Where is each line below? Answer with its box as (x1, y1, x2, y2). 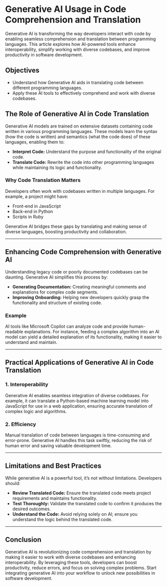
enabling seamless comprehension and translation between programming (5, 36, 156, 42)
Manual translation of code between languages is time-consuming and (5, 432, 150, 438)
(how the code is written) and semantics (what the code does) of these (5, 134, 151, 140)
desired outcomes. (12, 506, 51, 512)
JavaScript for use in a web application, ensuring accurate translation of (5, 403, 153, 409)
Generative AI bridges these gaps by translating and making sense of (5, 223, 147, 229)
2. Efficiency (5, 421, 36, 428)
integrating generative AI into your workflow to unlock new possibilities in (5, 570, 156, 576)
